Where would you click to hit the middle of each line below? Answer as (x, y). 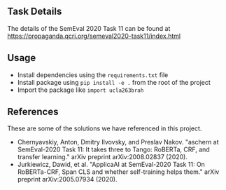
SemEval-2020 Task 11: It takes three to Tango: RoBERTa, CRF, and (113, 149)
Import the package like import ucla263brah (80, 90)
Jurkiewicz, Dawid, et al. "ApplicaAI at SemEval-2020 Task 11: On (111, 165)
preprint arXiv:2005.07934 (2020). (67, 179)
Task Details (35, 12)
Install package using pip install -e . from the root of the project (114, 82)
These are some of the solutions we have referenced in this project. (105, 128)
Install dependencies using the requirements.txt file (93, 75)
